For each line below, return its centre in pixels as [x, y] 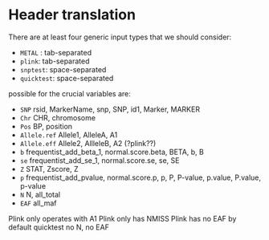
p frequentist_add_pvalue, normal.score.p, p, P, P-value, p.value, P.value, [140, 177]
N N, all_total [40, 194]
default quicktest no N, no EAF [59, 227]
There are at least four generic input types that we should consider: [120, 37]
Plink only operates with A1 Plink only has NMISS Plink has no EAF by [122, 218]
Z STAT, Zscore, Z [49, 169]
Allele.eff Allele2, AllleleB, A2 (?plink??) [88, 143]
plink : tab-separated [55, 61]
